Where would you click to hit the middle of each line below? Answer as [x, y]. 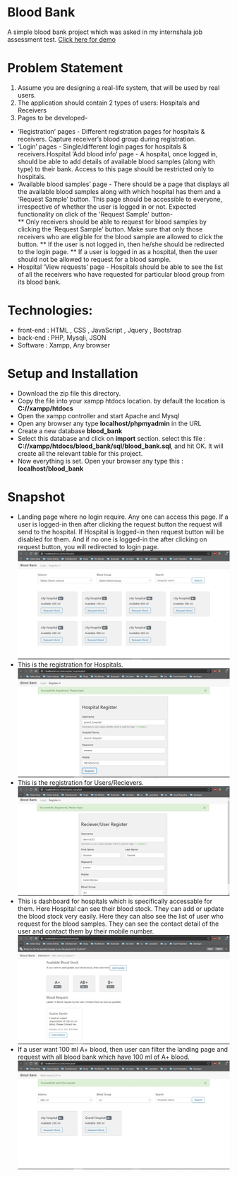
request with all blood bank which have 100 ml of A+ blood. [103, 1057]
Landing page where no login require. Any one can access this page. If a [123, 517]
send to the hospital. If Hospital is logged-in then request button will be [121, 532]
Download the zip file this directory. [69, 393]
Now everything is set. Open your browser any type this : [100, 461]
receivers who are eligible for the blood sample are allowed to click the [120, 236]
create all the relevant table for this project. [80, 453]
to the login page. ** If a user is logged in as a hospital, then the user [117, 251]
